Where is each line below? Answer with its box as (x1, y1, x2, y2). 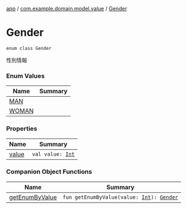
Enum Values (6, 71, 45, 80)
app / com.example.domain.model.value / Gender (6, 5, 128, 12)
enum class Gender (6, 45, 52, 51)
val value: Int (31, 151, 75, 157)
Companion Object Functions (6, 167, 93, 176)
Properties (6, 125, 37, 133)
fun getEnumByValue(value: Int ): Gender (62, 194, 179, 201)
